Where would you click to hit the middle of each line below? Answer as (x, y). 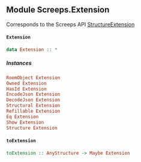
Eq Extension (22, 116)
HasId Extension (26, 89)
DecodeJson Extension (33, 100)
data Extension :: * (32, 50)
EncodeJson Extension (33, 94)
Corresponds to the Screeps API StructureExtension (70, 24)
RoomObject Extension (33, 77)
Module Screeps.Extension (58, 10)
